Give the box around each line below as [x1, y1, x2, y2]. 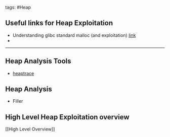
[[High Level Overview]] [5, 126, 55, 132]
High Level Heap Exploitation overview [5, 113, 130, 121]
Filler [12, 98, 23, 104]
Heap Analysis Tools [5, 57, 72, 65]
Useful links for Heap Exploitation [5, 19, 113, 27]
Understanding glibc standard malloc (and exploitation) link [12, 32, 136, 38]
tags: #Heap [5, 5, 31, 10]
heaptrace [12, 70, 34, 76]
